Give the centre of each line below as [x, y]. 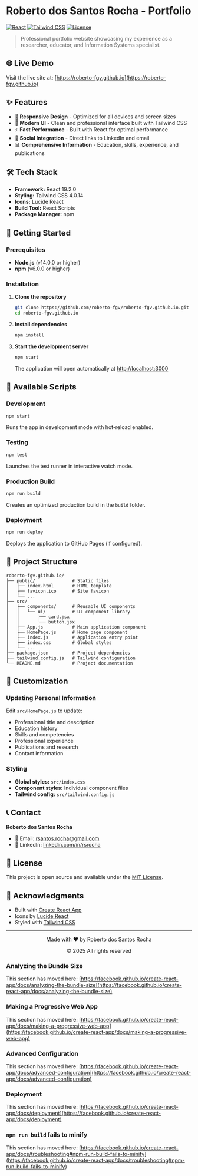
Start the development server [52, 346]
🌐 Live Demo [30, 63]
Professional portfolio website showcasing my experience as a [96, 38]
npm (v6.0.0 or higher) [42, 269]
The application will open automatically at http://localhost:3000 [91, 368]
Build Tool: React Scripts [45, 208]
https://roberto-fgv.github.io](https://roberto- [111, 77]
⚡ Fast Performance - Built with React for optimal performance [91, 129]
